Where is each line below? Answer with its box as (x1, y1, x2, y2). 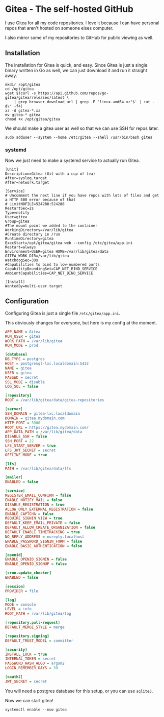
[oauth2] (5, 675, 23, 679)
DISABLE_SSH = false (5, 434, 48, 439)
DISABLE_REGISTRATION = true (5, 502, 65, 507)
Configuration (5, 297, 49, 306)
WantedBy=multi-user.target (5, 284, 63, 289)
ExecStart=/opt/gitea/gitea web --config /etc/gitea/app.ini (5, 240, 133, 245)
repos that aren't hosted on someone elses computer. (5, 25, 114, 31)
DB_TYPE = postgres (5, 357, 45, 361)
